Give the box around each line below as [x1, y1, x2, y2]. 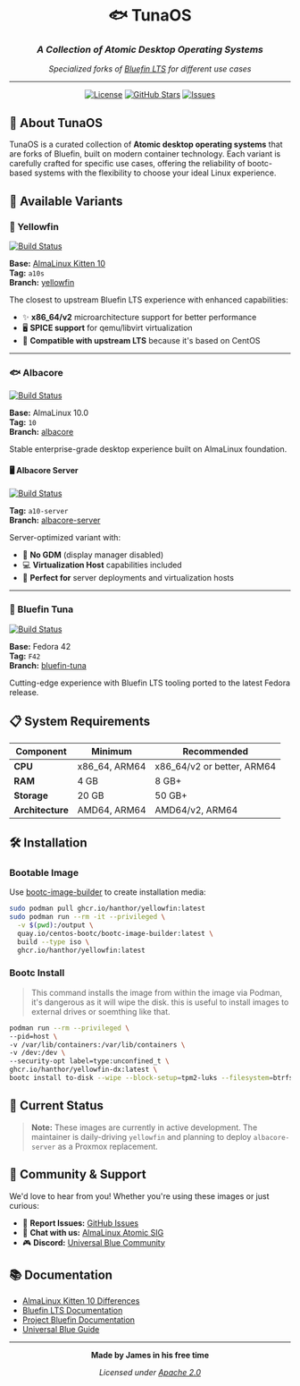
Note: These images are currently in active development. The [30, 1122, 258, 1133]
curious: [9, 1200, 40, 1211]
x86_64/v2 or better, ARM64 [154, 760, 277, 772]
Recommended [182, 744, 248, 757]
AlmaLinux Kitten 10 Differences [21, 1296, 140, 1306]
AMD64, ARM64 [77, 804, 146, 816]
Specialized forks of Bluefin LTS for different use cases [48, 64, 252, 74]
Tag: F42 [9, 650, 41, 661]
